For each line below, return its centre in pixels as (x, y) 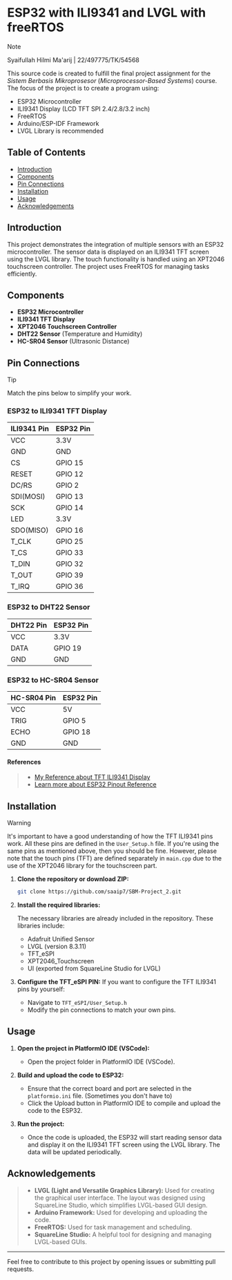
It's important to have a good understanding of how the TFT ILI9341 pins (110, 836)
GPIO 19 (67, 648)
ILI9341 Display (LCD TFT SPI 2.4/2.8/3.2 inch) (84, 109)
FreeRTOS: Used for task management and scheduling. (113, 1227)
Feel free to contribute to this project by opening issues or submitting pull (112, 1261)
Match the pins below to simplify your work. (69, 393)
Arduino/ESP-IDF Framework (58, 123)
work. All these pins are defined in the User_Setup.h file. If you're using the (113, 844)
